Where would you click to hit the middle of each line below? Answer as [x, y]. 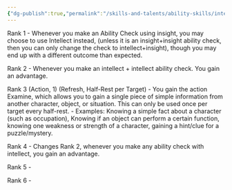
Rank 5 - [19, 167]
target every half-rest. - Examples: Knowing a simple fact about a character [114, 111]
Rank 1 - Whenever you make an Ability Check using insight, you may [105, 33]
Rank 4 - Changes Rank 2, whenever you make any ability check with [106, 146]
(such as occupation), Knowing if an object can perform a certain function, [113, 118]
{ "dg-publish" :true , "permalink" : [55, 13]
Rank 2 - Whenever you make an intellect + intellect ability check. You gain [113, 68]
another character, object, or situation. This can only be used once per [107, 103]
